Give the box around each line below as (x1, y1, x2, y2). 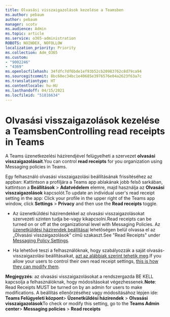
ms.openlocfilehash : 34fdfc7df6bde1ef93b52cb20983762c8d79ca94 (5, 69, 142, 74)
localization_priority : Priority (5, 45, 76, 50)
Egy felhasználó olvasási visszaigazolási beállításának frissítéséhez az (5, 174, 153, 180)
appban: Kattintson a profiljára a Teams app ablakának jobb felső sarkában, (5, 179, 163, 185)
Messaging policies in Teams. (5, 164, 67, 170)
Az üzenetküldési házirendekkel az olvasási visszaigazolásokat (12, 211, 145, 217)
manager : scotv (5, 21, 38, 27)
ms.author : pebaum (5, 12, 44, 17)
